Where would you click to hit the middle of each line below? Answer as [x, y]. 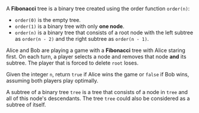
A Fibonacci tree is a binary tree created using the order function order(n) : [98, 9]
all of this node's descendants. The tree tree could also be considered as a [98, 98]
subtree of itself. [26, 105]
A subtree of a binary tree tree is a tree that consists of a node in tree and [97, 92]
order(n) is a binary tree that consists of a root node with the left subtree [104, 33]
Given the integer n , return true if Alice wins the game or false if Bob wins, [98, 74]
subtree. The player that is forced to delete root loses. [72, 63]
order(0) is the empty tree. [48, 20]
